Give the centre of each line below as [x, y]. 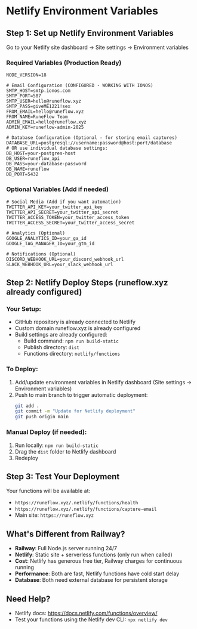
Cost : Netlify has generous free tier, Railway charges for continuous [98, 561]
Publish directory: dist [51, 347]
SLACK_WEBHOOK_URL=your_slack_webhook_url [60, 264]
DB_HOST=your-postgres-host [41, 153]
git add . [27, 406]
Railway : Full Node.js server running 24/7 [66, 548]
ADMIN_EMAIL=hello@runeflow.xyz [46, 122]
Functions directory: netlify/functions [72, 354]
